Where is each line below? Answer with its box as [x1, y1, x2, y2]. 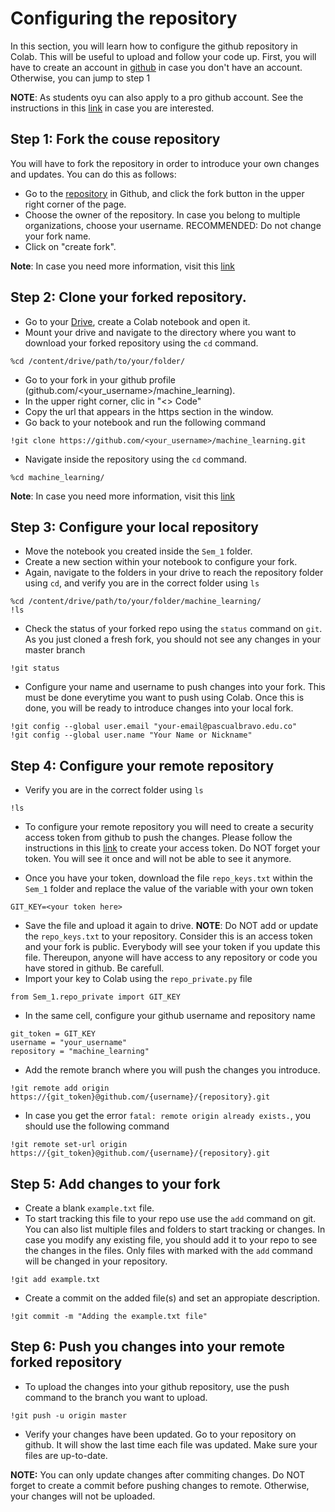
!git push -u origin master [10, 1410, 128, 1421]
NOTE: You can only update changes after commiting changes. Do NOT [10, 1468, 306, 1481]
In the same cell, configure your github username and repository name [24, 1010, 316, 1022]
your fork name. [24, 230, 92, 242]
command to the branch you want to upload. [24, 1391, 208, 1403]
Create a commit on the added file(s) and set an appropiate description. [24, 1292, 321, 1304]
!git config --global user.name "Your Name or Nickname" [10, 730, 253, 741]
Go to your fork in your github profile [24, 373, 176, 386]
